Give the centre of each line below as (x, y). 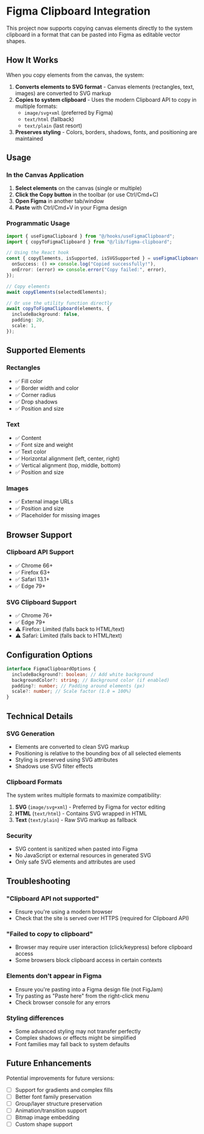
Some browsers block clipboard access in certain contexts (88, 960)
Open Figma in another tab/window (59, 201)
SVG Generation (30, 734)
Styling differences (35, 1018)
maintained (29, 138)
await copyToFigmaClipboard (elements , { (58, 309)
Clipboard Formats (34, 782)
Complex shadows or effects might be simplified (76, 1038)
